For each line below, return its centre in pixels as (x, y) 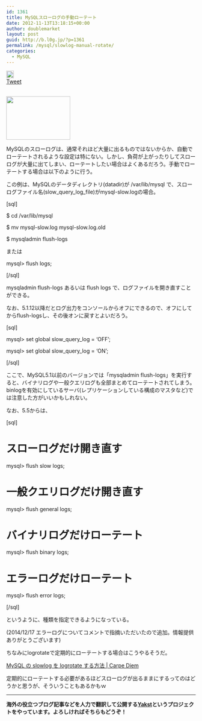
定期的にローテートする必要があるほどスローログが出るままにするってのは (98, 678)
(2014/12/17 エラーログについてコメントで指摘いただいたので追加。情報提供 (100, 632)
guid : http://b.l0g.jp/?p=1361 (45, 40)
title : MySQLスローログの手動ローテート (52, 17)
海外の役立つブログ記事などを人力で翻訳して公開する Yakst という (87, 704)
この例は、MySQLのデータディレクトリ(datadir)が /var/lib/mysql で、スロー (99, 184)
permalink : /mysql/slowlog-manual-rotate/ (60, 46)
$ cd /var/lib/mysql (29, 215)
